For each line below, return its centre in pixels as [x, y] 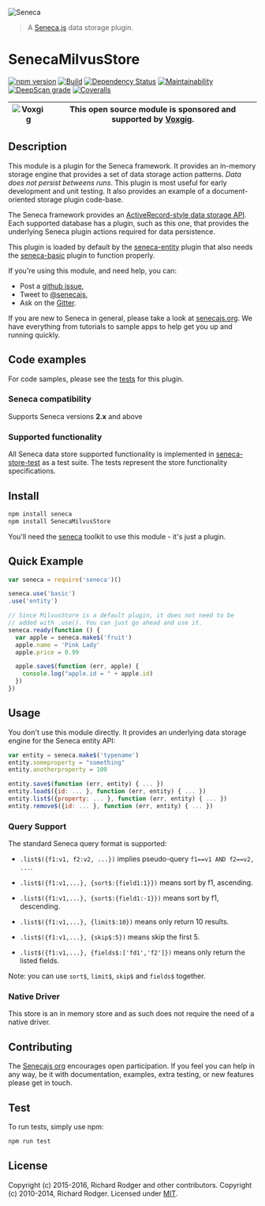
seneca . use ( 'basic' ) [42, 594]
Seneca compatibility [50, 399]
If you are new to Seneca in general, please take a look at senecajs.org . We [130, 318]
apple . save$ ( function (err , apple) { [77, 667]
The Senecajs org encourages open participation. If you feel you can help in [131, 1066]
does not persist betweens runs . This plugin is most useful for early [118, 183]
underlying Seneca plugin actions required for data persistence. [112, 231]
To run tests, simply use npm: [56, 1127]
